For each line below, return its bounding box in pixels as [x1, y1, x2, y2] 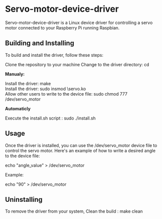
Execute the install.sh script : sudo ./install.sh [5, 115, 96, 121]
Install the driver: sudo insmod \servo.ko [5, 86, 86, 92]
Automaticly [5, 105, 31, 111]
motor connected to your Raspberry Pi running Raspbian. [5, 24, 120, 30]
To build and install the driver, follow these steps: [5, 52, 103, 58]
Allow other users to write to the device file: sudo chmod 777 [5, 91, 128, 97]
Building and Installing [5, 39, 75, 48]
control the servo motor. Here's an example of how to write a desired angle [5, 147, 156, 153]
